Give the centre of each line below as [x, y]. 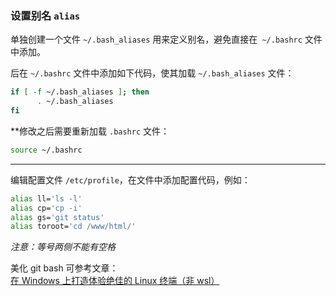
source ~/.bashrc [46, 150]
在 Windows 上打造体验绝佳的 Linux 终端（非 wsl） [115, 281]
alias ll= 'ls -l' [46, 198]
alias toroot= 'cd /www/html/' [73, 227]
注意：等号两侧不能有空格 [63, 247]
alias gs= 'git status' [57, 217]
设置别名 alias [45, 15]
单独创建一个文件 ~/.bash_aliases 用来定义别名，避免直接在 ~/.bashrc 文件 [166, 39]
